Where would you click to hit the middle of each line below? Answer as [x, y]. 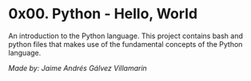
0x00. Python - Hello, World [103, 14]
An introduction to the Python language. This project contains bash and [126, 36]
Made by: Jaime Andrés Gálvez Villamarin [78, 67]
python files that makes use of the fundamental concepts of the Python [125, 44]
